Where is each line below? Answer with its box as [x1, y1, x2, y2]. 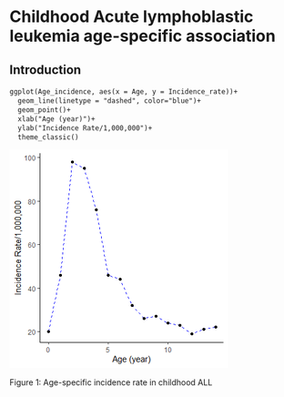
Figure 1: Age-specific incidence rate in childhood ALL [9, 377, 213, 388]
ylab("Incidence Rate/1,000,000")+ [17, 124, 153, 133]
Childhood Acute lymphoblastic [9, 6, 254, 27]
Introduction [9, 62, 82, 77]
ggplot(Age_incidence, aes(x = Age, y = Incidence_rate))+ [9, 87, 238, 97]
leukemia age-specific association [9, 25, 276, 46]
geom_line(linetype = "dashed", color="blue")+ [17, 97, 202, 106]
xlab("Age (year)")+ [17, 115, 96, 124]
